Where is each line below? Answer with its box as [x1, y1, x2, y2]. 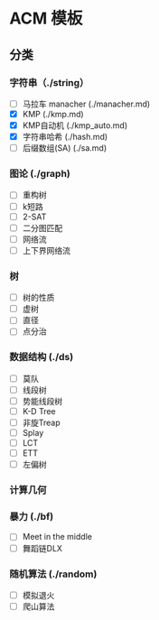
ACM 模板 [9, 8, 83, 29]
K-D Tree [22, 405, 56, 416]
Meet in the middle [22, 532, 93, 542]
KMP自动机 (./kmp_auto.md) [22, 120, 128, 131]
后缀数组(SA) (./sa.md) [22, 143, 107, 153]
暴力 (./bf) [9, 511, 54, 523]
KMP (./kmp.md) [22, 108, 84, 119]
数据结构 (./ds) [9, 351, 74, 364]
